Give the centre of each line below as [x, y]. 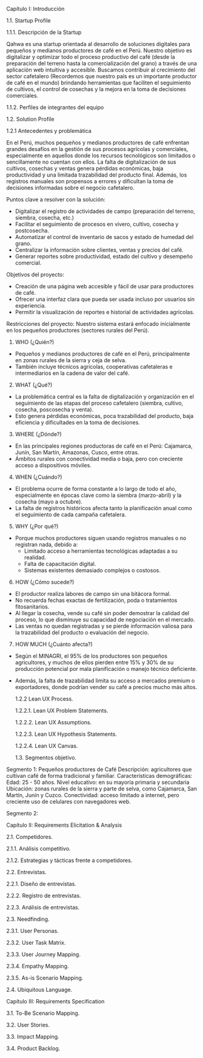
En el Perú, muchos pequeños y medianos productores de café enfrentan [98, 143]
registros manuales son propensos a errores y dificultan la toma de [90, 181]
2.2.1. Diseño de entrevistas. [42, 884]
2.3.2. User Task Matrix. [36, 942]
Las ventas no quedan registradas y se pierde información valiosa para [104, 626]
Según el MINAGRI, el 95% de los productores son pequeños [91, 656]
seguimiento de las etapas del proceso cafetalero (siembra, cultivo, [99, 403]
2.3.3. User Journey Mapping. [43, 954]
